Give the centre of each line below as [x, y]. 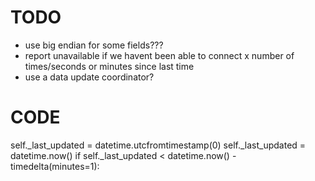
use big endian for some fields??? [94, 45]
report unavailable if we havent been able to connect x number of [159, 55]
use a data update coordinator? [89, 77]
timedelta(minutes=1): [55, 166]
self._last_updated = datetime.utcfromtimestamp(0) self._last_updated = [158, 145]
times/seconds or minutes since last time [109, 66]
